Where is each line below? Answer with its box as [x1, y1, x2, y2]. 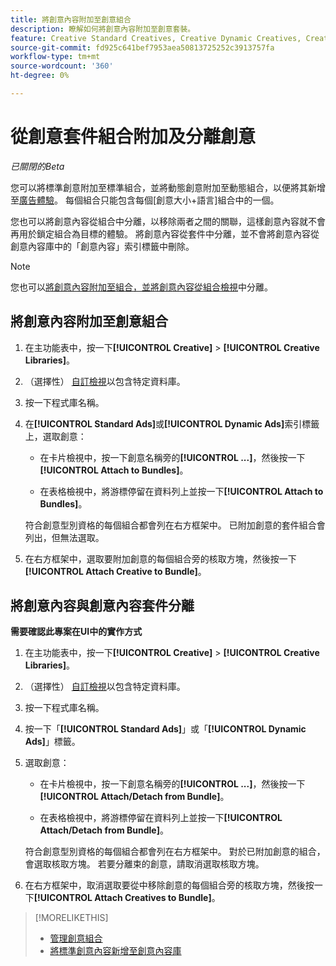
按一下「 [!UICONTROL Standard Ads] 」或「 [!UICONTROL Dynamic [24, 723, 307, 735]
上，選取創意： [24, 430, 87, 442]
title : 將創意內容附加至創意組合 [10, 14, 132, 25]
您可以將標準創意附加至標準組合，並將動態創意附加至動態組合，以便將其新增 [10, 181, 326, 193]
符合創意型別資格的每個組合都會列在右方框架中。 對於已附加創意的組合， [24, 846, 326, 858]
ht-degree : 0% [10, 71, 70, 81]
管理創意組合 [49, 932, 103, 945]
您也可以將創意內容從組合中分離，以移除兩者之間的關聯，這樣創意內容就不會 [10, 215, 326, 227]
